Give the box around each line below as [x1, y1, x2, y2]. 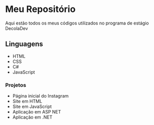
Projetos [5, 81, 27, 88]
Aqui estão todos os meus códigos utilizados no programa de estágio [5, 20, 149, 26]
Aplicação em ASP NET [12, 109, 61, 115]
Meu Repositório [5, 3, 76, 15]
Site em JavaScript [12, 103, 52, 109]
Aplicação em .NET [12, 114, 53, 120]
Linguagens [5, 40, 43, 48]
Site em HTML [12, 98, 43, 104]
